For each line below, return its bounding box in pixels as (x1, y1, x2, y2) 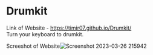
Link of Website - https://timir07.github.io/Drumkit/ (6, 24, 132, 31)
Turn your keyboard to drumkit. (6, 30, 84, 37)
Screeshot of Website (6, 42, 60, 50)
